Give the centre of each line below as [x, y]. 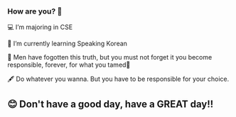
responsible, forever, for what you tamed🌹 [69, 65]
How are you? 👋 [35, 11]
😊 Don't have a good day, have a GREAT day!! [111, 104]
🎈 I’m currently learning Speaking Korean [68, 44]
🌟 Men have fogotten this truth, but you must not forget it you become [110, 57]
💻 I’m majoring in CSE [40, 27]
